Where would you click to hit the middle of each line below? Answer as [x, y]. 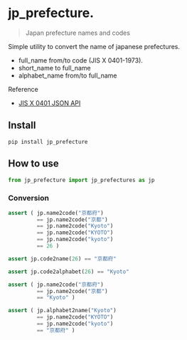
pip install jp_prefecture [48, 142]
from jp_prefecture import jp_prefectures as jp [81, 180]
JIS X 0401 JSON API [49, 103]
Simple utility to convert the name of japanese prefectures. [94, 46]
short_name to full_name [54, 68]
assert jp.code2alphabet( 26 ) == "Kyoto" [69, 272]
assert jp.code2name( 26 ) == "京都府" [62, 259]
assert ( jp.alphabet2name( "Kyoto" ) [62, 311]
